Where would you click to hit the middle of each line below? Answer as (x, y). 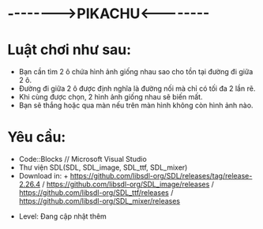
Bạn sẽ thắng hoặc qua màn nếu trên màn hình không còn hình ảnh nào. (136, 105)
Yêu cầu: (37, 137)
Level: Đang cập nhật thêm (63, 216)
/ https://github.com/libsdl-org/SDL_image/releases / (128, 184)
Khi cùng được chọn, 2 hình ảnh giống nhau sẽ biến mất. (111, 97)
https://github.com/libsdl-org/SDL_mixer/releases (100, 201)
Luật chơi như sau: (70, 50)
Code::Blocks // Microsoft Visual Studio (83, 160)
